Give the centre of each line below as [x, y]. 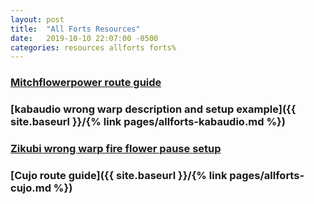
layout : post [37, 19]
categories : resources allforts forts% [93, 47]
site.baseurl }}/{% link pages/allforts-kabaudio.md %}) [148, 122]
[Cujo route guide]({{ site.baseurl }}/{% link [119, 175]
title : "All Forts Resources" [75, 29]
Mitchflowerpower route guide [86, 83]
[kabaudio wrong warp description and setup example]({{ [153, 109]
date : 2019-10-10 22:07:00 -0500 [84, 38]
